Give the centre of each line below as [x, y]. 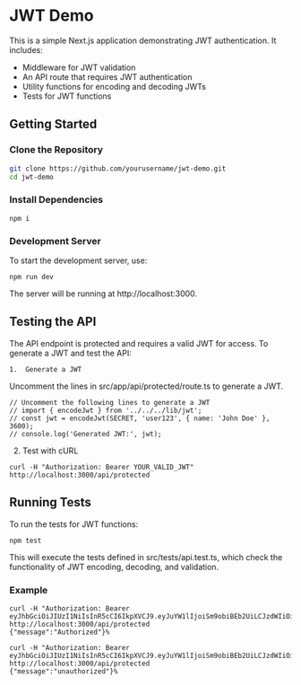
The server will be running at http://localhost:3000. [103, 294]
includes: [26, 49]
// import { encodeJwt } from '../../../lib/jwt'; [106, 410]
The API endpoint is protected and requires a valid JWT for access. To [139, 343]
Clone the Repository [56, 150]
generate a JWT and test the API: [70, 353]
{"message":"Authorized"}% [60, 632]
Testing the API [53, 322]
